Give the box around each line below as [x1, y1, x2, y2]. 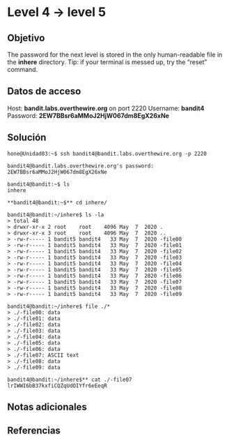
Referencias [7, 425, 61, 437]
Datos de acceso [7, 85, 81, 98]
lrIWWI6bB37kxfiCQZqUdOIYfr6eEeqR [7, 382, 108, 389]
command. [7, 66, 38, 73]
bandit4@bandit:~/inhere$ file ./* [7, 303, 111, 310]
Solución [7, 132, 47, 144]
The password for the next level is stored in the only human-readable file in [7, 50, 223, 59]
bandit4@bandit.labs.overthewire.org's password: [7, 162, 155, 170]
